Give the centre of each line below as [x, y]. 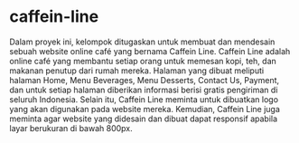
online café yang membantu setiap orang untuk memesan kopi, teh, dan [143, 61]
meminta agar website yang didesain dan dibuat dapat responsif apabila [144, 119]
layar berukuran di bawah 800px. [71, 128]
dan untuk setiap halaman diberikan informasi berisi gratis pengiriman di [144, 90]
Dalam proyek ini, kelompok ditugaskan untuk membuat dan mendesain [142, 42]
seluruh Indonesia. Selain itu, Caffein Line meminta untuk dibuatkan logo [144, 99]
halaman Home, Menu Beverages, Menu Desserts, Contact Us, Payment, [145, 80]
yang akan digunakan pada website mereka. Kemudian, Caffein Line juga [145, 109]
